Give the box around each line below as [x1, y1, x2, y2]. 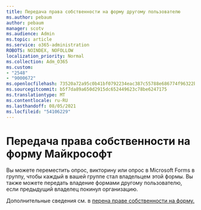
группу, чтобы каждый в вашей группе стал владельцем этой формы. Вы [6, 173, 193, 180]
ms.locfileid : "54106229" [6, 109, 71, 115]
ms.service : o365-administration [6, 42, 90, 48]
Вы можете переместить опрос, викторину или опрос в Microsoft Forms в [6, 166, 195, 174]
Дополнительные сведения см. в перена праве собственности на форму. [6, 197, 195, 205]
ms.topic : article [6, 36, 52, 42]
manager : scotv [6, 25, 44, 32]
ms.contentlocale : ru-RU [6, 97, 68, 103]
